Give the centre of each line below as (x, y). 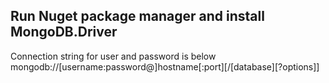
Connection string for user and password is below (113, 56)
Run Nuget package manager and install (137, 16)
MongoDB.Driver (64, 32)
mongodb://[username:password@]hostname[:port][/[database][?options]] (165, 66)
